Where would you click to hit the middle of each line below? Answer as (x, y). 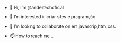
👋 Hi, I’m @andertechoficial (37, 7)
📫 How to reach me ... (32, 36)
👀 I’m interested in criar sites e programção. (53, 17)
